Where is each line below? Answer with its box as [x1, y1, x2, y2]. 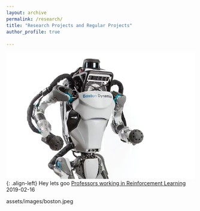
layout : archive [6, 10, 47, 16]
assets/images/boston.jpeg [6, 197, 74, 204]
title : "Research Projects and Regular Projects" [6, 22, 133, 28]
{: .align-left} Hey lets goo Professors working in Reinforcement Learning [6, 179, 186, 186]
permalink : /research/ [6, 16, 63, 22]
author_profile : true [6, 29, 60, 35]
